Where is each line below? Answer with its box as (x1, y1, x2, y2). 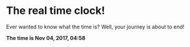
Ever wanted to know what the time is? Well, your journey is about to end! (6, 23, 185, 30)
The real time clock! (6, 4, 105, 17)
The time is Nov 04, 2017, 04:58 (6, 34, 86, 41)
